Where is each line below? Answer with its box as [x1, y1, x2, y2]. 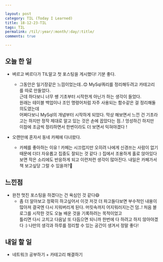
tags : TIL [5, 25, 25, 30]
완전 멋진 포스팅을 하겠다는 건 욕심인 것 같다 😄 [12, 192, 100, 198]
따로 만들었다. [24, 87, 51, 93]
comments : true [5, 34, 36, 39]
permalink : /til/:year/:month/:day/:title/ [5, 30, 95, 34]
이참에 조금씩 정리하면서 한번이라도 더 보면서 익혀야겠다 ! [19, 124, 127, 130]
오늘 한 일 [5, 57, 32, 65]
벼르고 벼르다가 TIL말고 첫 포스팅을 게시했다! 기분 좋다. [12, 71, 116, 77]
